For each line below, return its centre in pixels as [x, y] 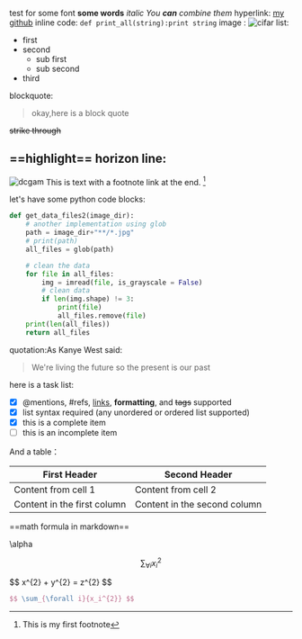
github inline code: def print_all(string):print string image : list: [149, 22]
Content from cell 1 [55, 490]
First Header [70, 474]
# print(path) [52, 241]
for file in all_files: [70, 274]
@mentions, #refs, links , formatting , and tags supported [127, 402]
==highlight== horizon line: [88, 159]
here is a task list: [42, 384]
